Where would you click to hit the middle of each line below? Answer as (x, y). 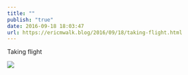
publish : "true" (30, 20)
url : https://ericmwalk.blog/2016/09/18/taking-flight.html (95, 32)
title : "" (21, 13)
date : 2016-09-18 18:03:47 (46, 26)
